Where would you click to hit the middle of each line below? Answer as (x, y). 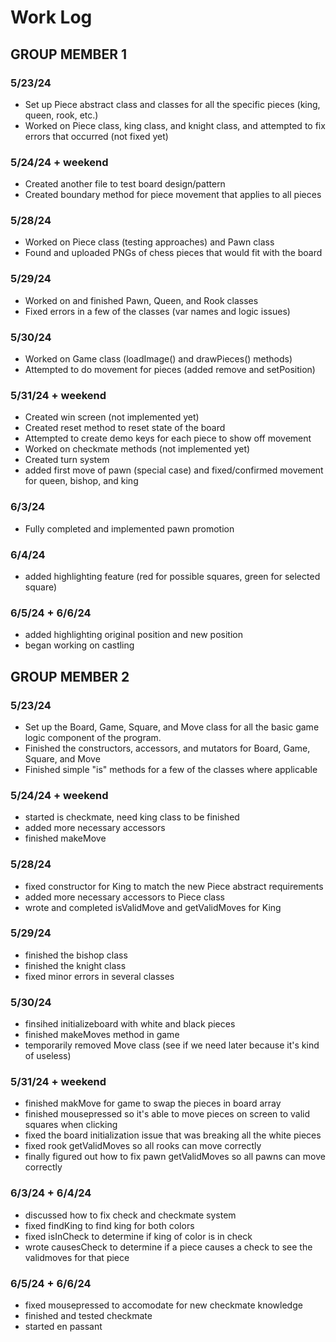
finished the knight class (75, 965)
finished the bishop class (76, 955)
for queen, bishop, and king (81, 481)
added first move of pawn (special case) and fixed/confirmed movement (174, 470)
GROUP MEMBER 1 (69, 54)
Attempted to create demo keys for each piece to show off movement (168, 438)
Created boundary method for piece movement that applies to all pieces (173, 195)
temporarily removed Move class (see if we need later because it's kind (172, 1045)
